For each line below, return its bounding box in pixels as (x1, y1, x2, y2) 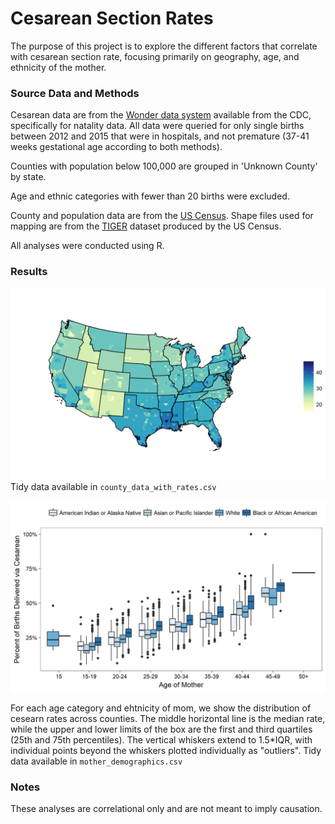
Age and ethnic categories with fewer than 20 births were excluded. (10, 190, 290, 202)
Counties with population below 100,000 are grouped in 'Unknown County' (10, 160, 318, 172)
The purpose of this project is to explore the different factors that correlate (10, 40, 318, 52)
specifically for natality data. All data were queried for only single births (10, 120, 305, 132)
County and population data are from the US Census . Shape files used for (10, 210, 314, 222)
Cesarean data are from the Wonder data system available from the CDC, (10, 109, 312, 121)
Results (10, 265, 48, 279)
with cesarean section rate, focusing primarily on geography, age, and (10, 50, 300, 62)
